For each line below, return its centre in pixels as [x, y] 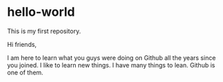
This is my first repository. [44, 31]
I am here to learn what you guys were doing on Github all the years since [111, 58]
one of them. [25, 72]
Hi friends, [22, 44]
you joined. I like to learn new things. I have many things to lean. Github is [111, 65]
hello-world [41, 12]
